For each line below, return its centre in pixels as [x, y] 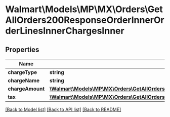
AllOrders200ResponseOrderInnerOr [85, 20]
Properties [22, 49]
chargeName [24, 81]
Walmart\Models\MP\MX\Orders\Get [84, 9]
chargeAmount [26, 89]
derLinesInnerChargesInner [65, 31]
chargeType [23, 72]
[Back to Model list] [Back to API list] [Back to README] [63, 109]
